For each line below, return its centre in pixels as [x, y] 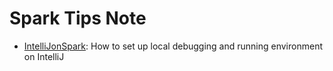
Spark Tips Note [78, 18]
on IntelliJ [44, 56]
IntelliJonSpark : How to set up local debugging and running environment [173, 46]
